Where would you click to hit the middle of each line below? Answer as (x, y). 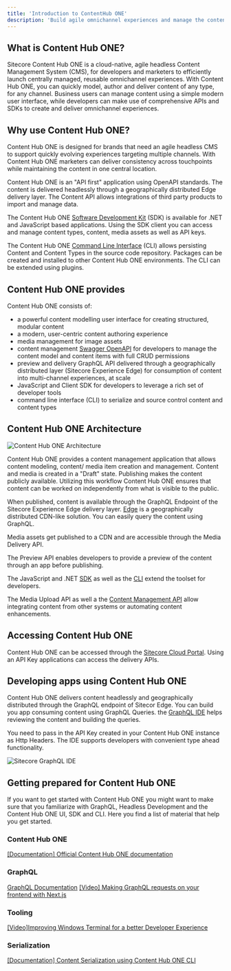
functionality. (26, 748)
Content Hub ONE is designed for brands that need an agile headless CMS (112, 147)
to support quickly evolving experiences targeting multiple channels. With (111, 154)
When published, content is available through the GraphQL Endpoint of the (113, 502)
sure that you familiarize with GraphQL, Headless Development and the (108, 807)
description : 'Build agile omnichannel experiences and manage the (106, 20)
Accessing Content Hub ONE (70, 636)
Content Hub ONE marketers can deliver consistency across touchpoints (110, 161)
